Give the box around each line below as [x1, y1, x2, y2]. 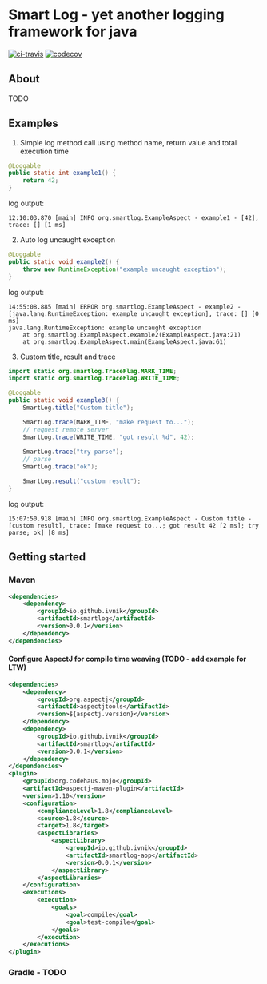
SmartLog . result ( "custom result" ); [22, 477, 141, 485]
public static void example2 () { [8, 257, 120, 265]
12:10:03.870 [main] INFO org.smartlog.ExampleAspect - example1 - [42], [8, 214, 260, 222]
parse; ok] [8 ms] [8, 528, 70, 536]
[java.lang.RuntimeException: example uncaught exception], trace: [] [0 [8, 309, 260, 317]
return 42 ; [22, 177, 59, 185]
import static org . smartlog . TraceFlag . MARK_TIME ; [8, 367, 177, 375]
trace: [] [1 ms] [8, 221, 66, 229]
